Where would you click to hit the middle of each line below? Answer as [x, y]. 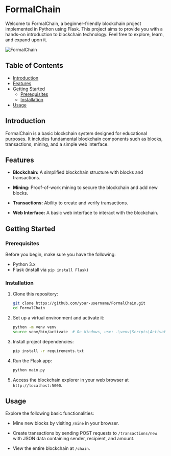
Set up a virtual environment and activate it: [58, 318]
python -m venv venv [34, 327]
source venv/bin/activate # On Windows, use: [63, 332]
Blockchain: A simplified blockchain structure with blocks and [78, 172]
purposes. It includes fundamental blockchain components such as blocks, [84, 139]
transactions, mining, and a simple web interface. [57, 144]
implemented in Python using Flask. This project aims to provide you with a [84, 29]
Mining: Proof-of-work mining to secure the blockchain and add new [85, 187]
